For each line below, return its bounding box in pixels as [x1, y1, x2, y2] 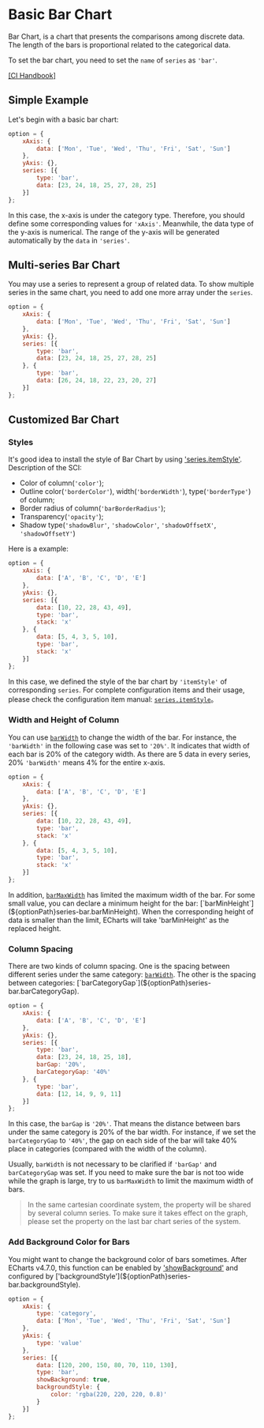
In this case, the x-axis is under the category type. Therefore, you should [8, 210, 246, 220]
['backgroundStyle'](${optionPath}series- [54, 1271, 191, 1281]
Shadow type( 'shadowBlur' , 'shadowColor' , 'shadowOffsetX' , [19, 520, 217, 530]
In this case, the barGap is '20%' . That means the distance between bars [8, 1119, 240, 1128]
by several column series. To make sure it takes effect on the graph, [27, 1208, 248, 1218]
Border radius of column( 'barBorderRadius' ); [19, 503, 166, 513]
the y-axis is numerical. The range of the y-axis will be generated [8, 227, 220, 236]
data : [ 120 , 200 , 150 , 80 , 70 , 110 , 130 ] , [36, 1361, 178, 1369]
